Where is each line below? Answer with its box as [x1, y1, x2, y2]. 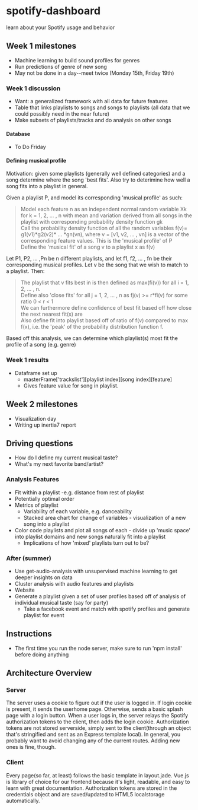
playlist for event [23, 611, 64, 618]
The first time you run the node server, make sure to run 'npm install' [14, 644, 182, 652]
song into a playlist [23, 520, 70, 528]
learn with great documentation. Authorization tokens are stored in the [6, 784, 177, 792]
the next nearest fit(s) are [20, 310, 83, 318]
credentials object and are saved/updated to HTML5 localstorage [6, 790, 165, 798]
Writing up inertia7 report [14, 421, 76, 428]
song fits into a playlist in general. [6, 183, 88, 190]
